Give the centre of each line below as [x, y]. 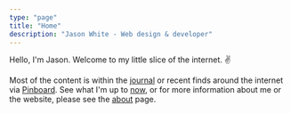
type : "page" [33, 17]
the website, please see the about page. [83, 100]
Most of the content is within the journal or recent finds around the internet [146, 80]
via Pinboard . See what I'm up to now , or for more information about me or [145, 90]
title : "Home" [36, 26]
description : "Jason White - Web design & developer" [111, 34]
